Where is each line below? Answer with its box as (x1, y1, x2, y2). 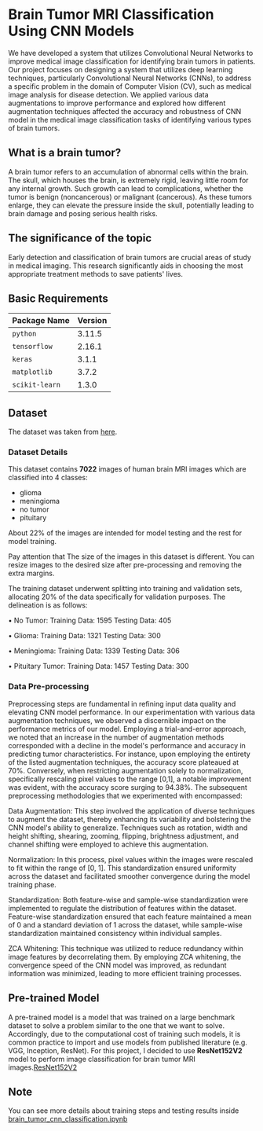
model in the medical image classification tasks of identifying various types (8, 115, 252, 124)
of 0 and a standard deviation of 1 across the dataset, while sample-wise (8, 920, 243, 929)
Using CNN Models (8, 22, 135, 40)
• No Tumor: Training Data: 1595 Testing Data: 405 (8, 615, 172, 626)
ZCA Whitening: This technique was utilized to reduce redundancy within (8, 943, 243, 953)
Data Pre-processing (8, 681, 89, 692)
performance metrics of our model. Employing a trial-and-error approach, (8, 724, 247, 733)
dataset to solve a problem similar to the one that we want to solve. (8, 1020, 225, 1030)
